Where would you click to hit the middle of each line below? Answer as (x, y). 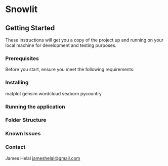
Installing (17, 83)
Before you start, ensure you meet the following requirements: (70, 70)
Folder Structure (26, 120)
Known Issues (23, 134)
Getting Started (30, 28)
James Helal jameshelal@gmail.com (43, 158)
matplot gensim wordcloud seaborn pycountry (54, 93)
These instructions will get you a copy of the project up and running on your (84, 40)
